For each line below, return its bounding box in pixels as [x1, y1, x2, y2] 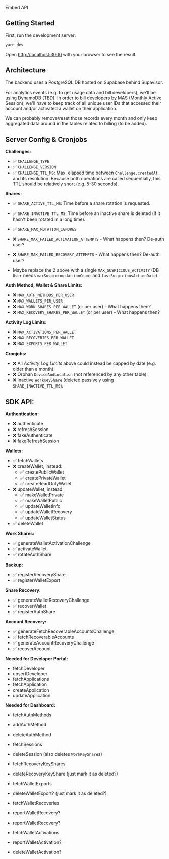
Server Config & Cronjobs [5, 135, 87, 144]
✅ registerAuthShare [12, 609, 55, 615]
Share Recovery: [5, 587, 41, 593]
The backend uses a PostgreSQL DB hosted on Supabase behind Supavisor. [5, 79, 163, 85]
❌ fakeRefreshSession [12, 438, 59, 444]
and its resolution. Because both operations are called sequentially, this [12, 176, 161, 182]
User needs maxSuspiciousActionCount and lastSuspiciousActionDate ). [12, 273, 159, 279]
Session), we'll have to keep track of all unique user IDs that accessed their [5, 100, 161, 106]
